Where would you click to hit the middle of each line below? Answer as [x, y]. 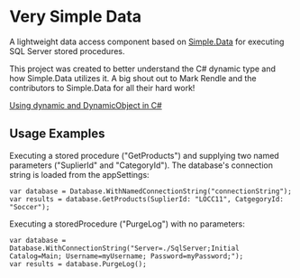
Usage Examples [57, 134]
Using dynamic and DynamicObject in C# [86, 105]
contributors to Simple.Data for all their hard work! [102, 88]
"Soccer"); [30, 207]
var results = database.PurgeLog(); [78, 264]
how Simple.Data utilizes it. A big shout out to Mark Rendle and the [133, 78]
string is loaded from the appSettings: [80, 174]
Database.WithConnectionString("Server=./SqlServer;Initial [125, 248]
